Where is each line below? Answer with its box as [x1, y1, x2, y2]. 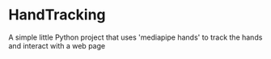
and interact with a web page [8, 40, 106, 50]
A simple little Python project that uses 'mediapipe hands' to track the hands [8, 32, 263, 42]
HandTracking [8, 6, 107, 24]
